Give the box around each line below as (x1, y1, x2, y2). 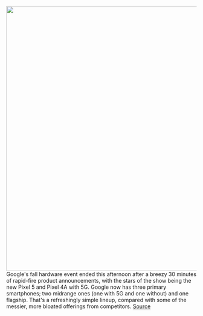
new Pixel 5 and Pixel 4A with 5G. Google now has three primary (6, 283, 167, 291)
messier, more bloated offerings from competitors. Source (6, 303, 151, 310)
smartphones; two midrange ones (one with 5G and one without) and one (6, 290, 189, 297)
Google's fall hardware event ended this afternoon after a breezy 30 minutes (6, 271, 197, 278)
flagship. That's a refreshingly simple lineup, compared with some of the (6, 297, 187, 303)
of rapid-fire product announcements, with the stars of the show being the (6, 277, 192, 284)
